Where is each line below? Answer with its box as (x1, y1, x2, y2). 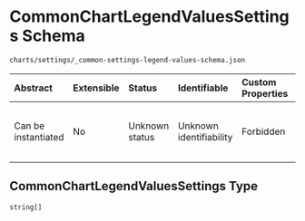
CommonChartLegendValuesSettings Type (9, 178, 259, 194)
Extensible (72, 82, 120, 94)
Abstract (14, 82, 53, 94)
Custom (241, 75, 277, 88)
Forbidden (241, 125, 286, 138)
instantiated (14, 130, 64, 143)
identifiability (177, 130, 233, 143)
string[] (9, 202, 43, 212)
